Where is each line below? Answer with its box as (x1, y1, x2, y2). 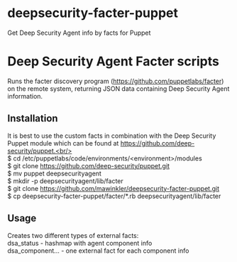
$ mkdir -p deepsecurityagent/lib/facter (7, 176, 124, 185)
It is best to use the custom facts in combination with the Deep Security (7, 131, 216, 140)
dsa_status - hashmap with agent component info (7, 239, 153, 247)
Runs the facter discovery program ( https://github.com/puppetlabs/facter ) (7, 77, 224, 85)
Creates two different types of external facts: (7, 231, 139, 239)
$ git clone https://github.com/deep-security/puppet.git (7, 161, 170, 170)
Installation (7, 112, 58, 125)
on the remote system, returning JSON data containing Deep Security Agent (7, 84, 230, 93)
